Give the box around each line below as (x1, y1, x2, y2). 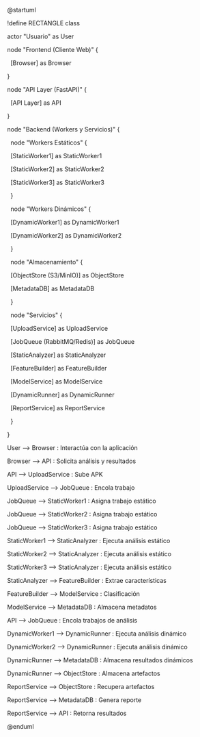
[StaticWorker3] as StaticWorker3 (10, 178, 104, 186)
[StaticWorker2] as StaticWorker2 (10, 165, 104, 173)
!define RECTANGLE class (7, 19, 81, 27)
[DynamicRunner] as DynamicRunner (10, 390, 115, 399)
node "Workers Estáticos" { (10, 138, 87, 147)
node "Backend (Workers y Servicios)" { (7, 125, 120, 133)
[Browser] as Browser (10, 59, 72, 67)
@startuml (7, 6, 36, 14)
